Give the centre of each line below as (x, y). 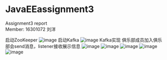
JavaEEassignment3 (50, 9)
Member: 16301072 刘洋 (31, 29)
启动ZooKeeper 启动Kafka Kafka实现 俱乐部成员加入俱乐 (84, 40)
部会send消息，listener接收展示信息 (43, 46)
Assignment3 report (26, 23)
